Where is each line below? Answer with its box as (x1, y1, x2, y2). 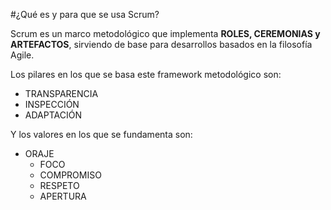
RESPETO (39, 180, 80, 191)
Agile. (10, 49, 35, 61)
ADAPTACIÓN (24, 109, 82, 121)
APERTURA (39, 190, 87, 202)
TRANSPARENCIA (24, 88, 99, 99)
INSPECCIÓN (24, 99, 80, 110)
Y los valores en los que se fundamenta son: (10, 129, 193, 140)
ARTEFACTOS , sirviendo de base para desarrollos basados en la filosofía (10, 39, 313, 50)
